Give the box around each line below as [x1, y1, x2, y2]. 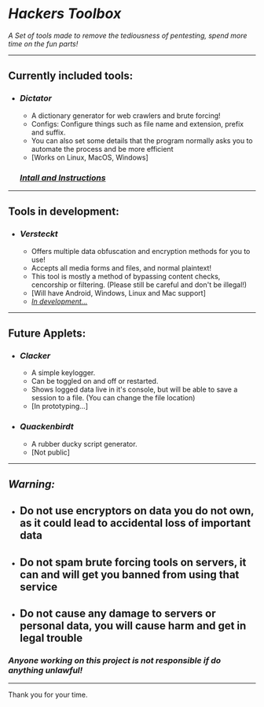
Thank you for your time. [8, 690, 88, 700]
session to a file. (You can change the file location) [31, 393, 196, 403]
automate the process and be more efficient [31, 144, 174, 153]
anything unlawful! [8, 665, 83, 676]
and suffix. [31, 127, 66, 137]
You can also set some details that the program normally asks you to [31, 135, 253, 145]
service [19, 580, 58, 594]
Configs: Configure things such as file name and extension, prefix [31, 119, 244, 128]
